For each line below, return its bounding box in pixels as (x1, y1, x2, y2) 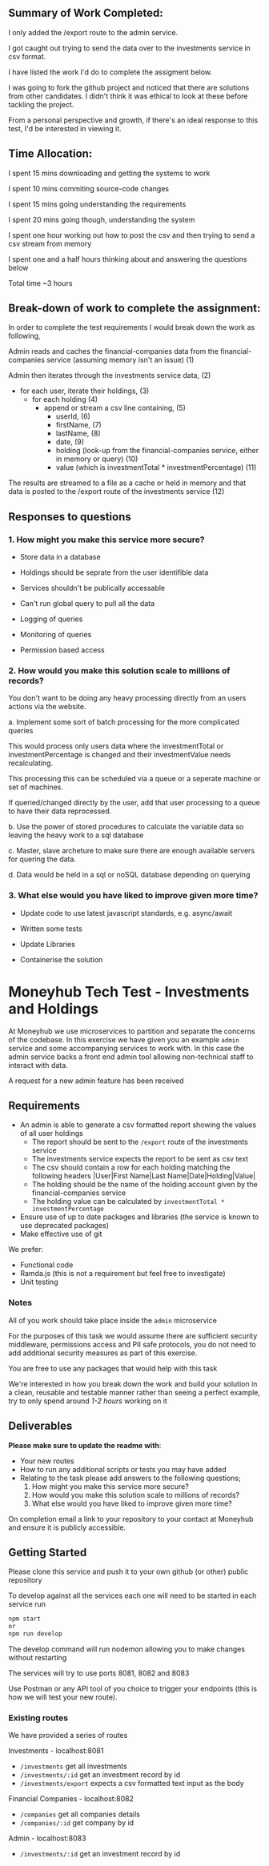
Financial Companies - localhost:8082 (8, 1794, 134, 1804)
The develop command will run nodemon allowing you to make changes (8, 1644, 246, 1654)
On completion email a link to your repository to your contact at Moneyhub (8, 1514, 254, 1523)
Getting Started (8, 1545, 87, 1559)
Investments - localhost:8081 (8, 1746, 104, 1756)
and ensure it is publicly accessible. (8, 1523, 126, 1532)
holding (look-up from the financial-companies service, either (55, 446, 259, 455)
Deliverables (8, 1419, 73, 1433)
